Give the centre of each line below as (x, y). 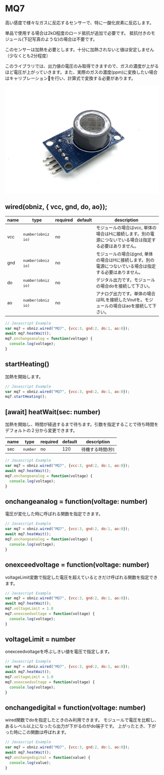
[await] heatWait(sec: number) (53, 412)
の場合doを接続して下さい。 (124, 286)
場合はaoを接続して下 (135, 306)
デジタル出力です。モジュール (125, 280)
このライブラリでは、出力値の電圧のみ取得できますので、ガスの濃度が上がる (82, 66)
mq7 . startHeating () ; (26, 397)
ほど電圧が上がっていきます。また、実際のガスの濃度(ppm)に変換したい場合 (81, 72)
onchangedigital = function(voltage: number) (75, 707)
